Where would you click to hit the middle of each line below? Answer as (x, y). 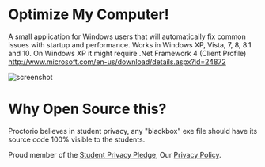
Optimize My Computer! (89, 15)
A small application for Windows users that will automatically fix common (127, 36)
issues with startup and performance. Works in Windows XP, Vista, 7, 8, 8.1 (130, 44)
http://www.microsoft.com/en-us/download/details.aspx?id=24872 (117, 62)
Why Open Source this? (87, 109)
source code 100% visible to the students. (77, 139)
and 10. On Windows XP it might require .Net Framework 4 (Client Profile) (127, 53)
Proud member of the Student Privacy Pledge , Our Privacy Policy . (115, 154)
